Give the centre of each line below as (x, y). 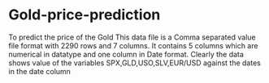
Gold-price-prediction (85, 15)
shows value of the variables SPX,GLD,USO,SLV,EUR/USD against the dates (135, 63)
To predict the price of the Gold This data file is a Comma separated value (132, 37)
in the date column (40, 71)
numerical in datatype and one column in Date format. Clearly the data (126, 54)
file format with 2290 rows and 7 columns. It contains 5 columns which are (133, 45)
